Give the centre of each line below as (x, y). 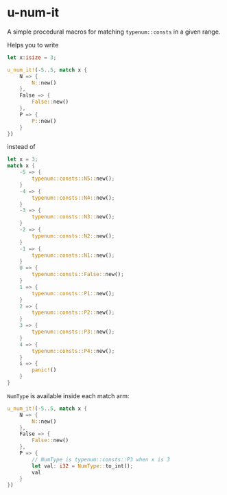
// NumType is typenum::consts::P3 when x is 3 (101, 459)
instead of (21, 147)
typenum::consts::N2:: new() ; (73, 236)
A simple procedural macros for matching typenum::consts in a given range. (114, 32)
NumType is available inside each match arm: (68, 395)
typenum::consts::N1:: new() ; (73, 255)
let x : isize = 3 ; (32, 57)
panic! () (44, 370)
